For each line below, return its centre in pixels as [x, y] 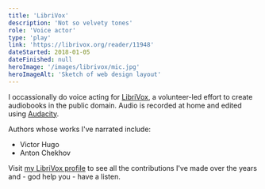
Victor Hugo [39, 144]
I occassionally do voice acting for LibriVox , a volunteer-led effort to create [131, 96]
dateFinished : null [40, 60]
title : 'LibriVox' [38, 15]
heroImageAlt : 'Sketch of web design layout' [84, 74]
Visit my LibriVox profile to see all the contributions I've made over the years [133, 168]
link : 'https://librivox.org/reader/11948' [81, 45]
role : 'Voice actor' [42, 30]
